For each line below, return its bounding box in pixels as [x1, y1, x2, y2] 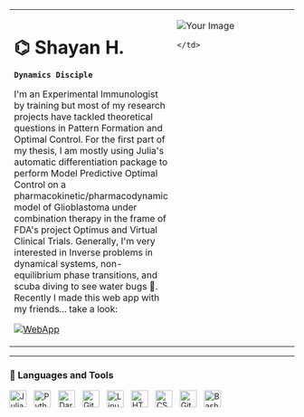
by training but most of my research [14, 100, 166, 112]
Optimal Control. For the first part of [14, 133, 166, 146]
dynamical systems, [14, 258, 99, 270]
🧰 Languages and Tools [9, 369, 114, 382]
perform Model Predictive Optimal [14, 167, 158, 180]
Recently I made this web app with [14, 291, 160, 304]
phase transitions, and [62, 269, 158, 281]
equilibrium [14, 269, 62, 281]
